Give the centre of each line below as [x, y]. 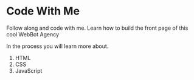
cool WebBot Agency [33, 34]
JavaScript [29, 70]
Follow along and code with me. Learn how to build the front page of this [97, 28]
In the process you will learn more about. [57, 46]
